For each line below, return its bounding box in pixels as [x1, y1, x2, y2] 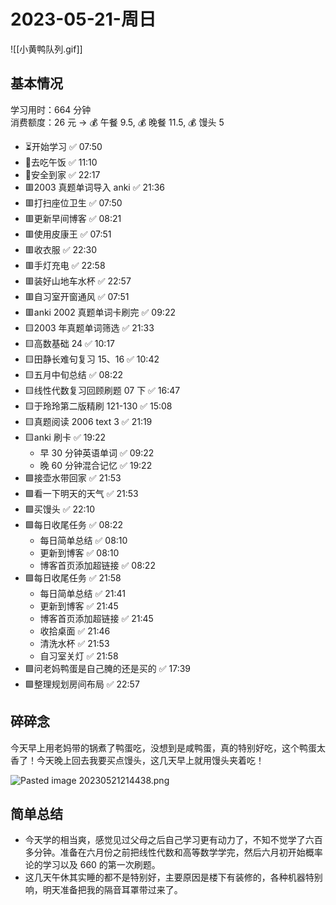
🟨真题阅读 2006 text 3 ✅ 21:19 [24, 415, 153, 427]
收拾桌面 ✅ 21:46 [39, 625, 111, 637]
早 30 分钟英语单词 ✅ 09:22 [39, 446, 155, 459]
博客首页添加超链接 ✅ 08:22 [39, 559, 156, 571]
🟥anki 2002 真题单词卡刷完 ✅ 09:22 [24, 306, 176, 318]
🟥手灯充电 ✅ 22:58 [24, 259, 106, 271]
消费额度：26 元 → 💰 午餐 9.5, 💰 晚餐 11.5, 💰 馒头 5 [10, 116, 225, 128]
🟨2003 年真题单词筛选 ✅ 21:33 [24, 321, 155, 334]
